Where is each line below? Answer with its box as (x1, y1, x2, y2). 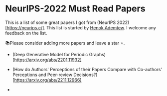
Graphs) (89, 51, 106, 57)
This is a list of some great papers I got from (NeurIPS (5, 19, 116, 25)
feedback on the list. (5, 30, 47, 36)
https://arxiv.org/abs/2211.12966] (14, 77, 82, 83)
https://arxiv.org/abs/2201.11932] (14, 57, 82, 63)
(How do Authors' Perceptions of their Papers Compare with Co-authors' (12, 66, 163, 72)
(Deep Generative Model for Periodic (12, 51, 88, 57)
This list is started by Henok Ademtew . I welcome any (46, 24, 156, 30)
